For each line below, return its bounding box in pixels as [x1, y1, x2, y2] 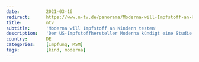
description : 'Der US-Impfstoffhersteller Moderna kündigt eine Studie [6, 31, 192, 37]
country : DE [6, 36, 52, 42]
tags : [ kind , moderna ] [6, 47, 86, 53]
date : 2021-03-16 [6, 8, 73, 15]
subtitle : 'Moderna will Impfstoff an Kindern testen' [6, 25, 158, 31]
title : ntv [6, 19, 54, 25]
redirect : [6, 14, 31, 20]
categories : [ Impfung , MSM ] [6, 42, 84, 48]
